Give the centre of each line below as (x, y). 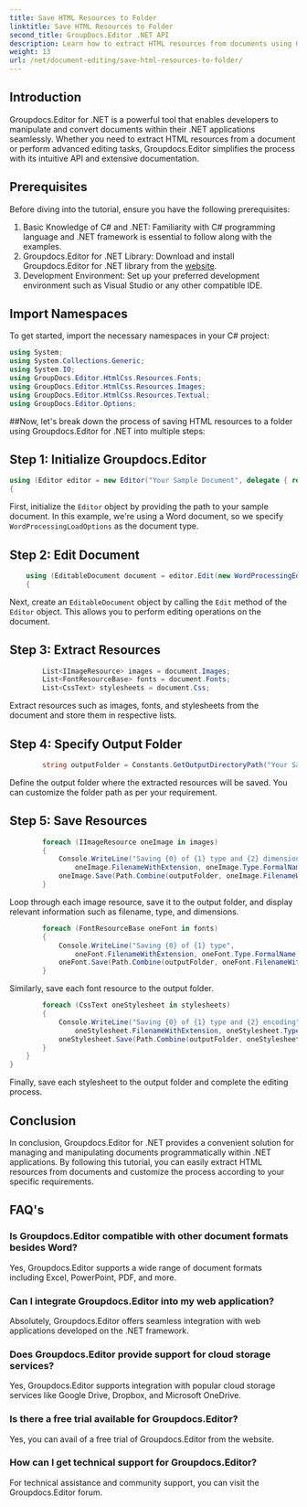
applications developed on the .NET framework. (99, 1331)
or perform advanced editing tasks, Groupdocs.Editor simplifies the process (152, 148)
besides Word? (43, 1247)
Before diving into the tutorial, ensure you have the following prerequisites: (150, 209)
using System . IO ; (42, 370)
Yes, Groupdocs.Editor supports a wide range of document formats (136, 1267)
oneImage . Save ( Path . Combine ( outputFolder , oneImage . (160, 876)
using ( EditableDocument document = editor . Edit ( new (128, 576)
